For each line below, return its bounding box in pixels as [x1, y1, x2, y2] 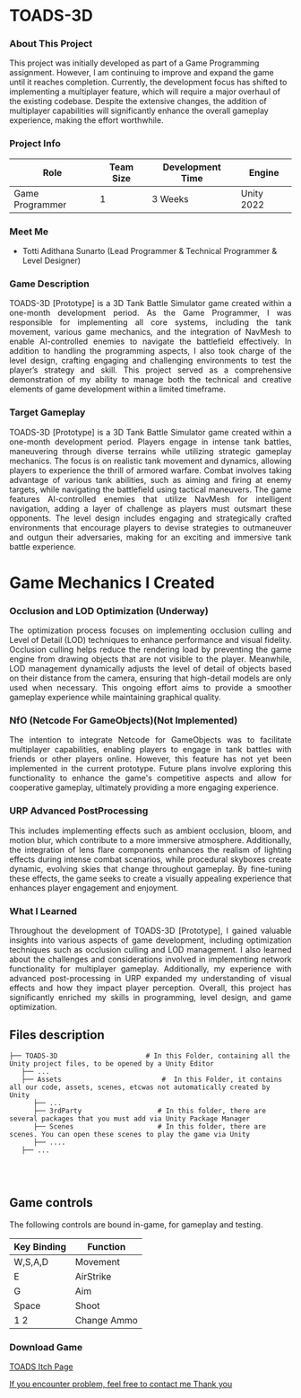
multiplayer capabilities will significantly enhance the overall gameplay [9, 105, 269, 117]
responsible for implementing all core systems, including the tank [9, 317, 292, 328]
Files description [9, 1027, 105, 1042]
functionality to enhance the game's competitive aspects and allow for [9, 773, 292, 784]
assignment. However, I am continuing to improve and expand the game [9, 67, 275, 78]
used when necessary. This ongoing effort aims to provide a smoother [9, 682, 292, 693]
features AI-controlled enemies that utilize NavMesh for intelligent [9, 493, 292, 504]
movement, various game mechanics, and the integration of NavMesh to [9, 327, 292, 338]
